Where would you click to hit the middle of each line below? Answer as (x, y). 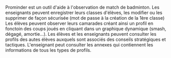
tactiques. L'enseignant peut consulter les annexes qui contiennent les (79, 45)
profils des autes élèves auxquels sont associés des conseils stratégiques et (86, 39)
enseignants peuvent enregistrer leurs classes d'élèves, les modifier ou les (84, 13)
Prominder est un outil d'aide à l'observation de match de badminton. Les (82, 7)
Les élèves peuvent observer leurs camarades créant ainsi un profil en (79, 23)
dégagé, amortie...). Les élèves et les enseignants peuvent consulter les (81, 34)
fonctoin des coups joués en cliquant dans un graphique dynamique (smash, (86, 29)
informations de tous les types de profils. (48, 50)
